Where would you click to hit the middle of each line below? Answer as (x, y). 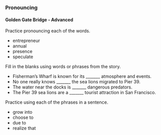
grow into (22, 112)
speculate (23, 57)
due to (19, 123)
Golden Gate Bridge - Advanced (39, 20)
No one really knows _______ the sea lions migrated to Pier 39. (76, 82)
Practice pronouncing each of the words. (48, 31)
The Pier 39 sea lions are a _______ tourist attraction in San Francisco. (84, 93)
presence (22, 52)
